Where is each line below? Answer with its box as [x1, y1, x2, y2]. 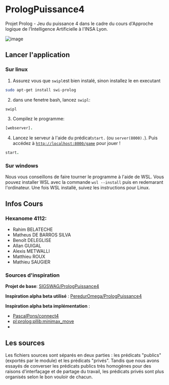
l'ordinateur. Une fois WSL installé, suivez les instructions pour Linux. [5, 185, 150, 191]
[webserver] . [5, 126, 33, 131]
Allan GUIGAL [12, 243, 42, 249]
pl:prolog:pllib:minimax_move [12, 318, 74, 325]
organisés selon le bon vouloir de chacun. [5, 374, 93, 380]
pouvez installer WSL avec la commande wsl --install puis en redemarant [5, 179, 164, 185]
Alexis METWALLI [12, 248, 50, 254]
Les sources [5, 339, 45, 347]
